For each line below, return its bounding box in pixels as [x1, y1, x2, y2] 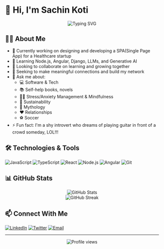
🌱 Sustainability [19, 99, 51, 105]
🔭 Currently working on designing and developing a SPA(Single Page [12, 47, 150, 53]
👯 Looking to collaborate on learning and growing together [12, 63, 130, 69]
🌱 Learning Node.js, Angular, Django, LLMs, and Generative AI [12, 58, 138, 64]
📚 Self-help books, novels [19, 87, 73, 92]
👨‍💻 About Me [5, 35, 46, 43]
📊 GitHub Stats [5, 174, 53, 182]
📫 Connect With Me [5, 209, 68, 218]
